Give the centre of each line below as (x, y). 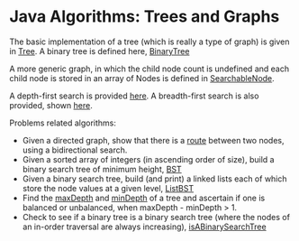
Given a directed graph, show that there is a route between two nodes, (154, 140)
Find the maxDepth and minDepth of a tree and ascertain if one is (144, 198)
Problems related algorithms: (63, 123)
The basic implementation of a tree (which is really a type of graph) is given (149, 42)
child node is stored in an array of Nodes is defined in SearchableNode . (142, 78)
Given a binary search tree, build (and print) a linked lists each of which (154, 179)
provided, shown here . (51, 105)
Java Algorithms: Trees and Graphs (145, 17)
